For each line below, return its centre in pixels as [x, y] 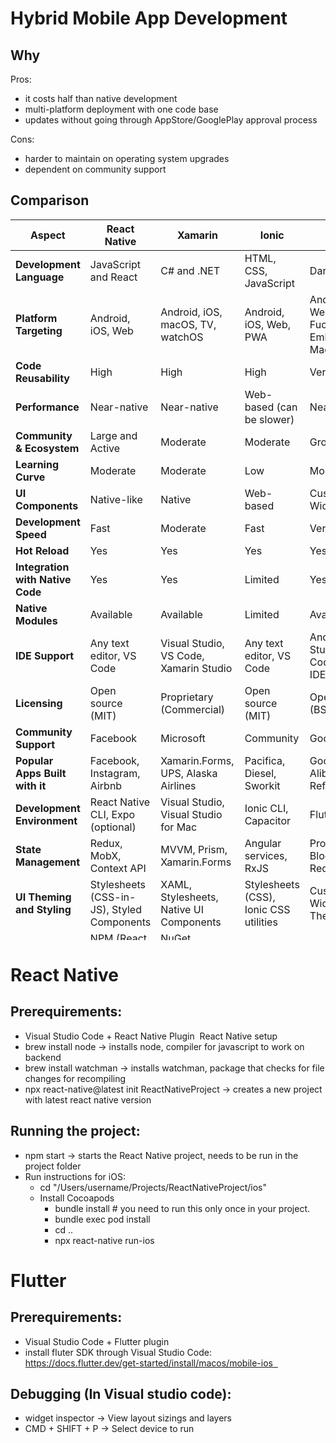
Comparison [50, 200]
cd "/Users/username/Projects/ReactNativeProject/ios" [153, 1187]
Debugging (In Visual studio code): [121, 1394]
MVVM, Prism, [194, 849]
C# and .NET [190, 270]
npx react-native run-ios [104, 1240]
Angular [263, 843]
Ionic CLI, [266, 808]
